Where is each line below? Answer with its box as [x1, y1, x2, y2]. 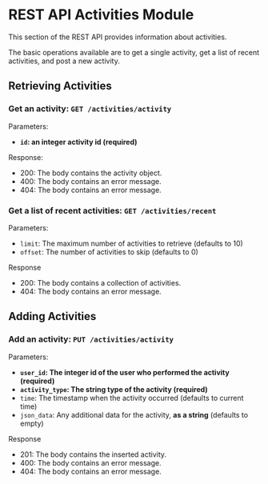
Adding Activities [8, 310, 97, 323]
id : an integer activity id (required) [19, 137, 138, 146]
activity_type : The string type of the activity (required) [19, 384, 208, 394]
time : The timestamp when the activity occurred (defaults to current [19, 393, 244, 402]
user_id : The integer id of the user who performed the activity [19, 367, 230, 377]
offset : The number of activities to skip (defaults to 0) [19, 246, 198, 257]
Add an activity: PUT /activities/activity [8, 334, 174, 345]
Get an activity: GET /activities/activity [8, 103, 172, 114]
